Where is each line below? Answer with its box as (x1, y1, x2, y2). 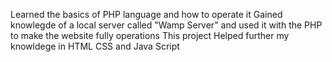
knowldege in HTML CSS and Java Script (10, 40, 180, 52)
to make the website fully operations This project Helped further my (10, 30, 290, 41)
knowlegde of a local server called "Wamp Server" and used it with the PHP (10, 19, 323, 31)
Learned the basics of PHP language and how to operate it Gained (10, 9, 283, 20)
